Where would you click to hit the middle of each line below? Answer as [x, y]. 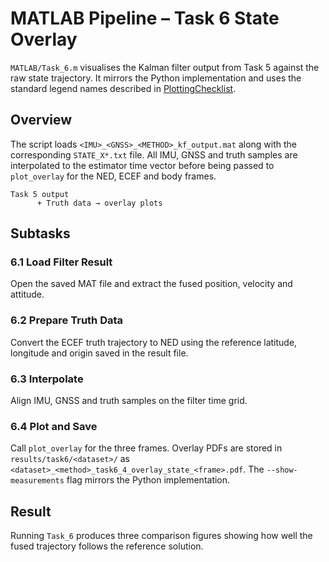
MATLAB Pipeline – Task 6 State [145, 18]
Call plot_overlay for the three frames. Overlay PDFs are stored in [146, 448]
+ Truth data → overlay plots [99, 203]
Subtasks [40, 233]
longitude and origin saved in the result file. [99, 353]
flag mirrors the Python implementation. [148, 480]
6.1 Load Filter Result [61, 262]
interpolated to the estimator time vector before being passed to [142, 165]
